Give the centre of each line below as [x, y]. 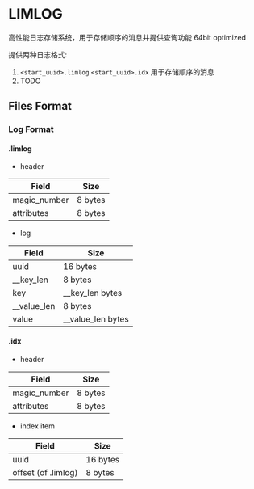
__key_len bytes [93, 293]
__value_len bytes [96, 319]
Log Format [31, 129]
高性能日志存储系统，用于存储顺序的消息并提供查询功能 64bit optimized [127, 37]
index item [37, 426]
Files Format [40, 106]
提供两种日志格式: [38, 54]
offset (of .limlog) [45, 472]
